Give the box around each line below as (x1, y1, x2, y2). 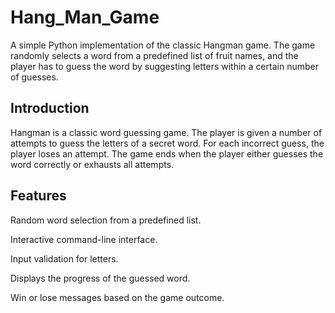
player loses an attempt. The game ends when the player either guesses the (10, 147, 324, 160)
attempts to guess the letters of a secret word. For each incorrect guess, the (10, 137, 325, 149)
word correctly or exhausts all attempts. (10, 158, 175, 170)
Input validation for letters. (10, 252, 119, 265)
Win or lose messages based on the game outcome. (10, 291, 225, 303)
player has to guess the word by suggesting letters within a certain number (10, 60, 319, 72)
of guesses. (10, 71, 59, 83)
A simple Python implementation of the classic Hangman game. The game (10, 39, 316, 51)
